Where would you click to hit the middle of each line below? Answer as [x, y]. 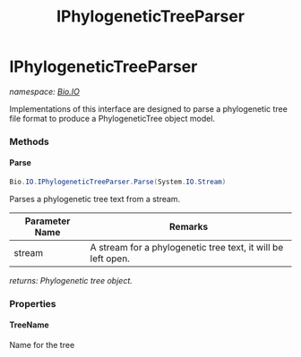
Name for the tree [42, 345]
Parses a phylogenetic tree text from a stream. [95, 199]
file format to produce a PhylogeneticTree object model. [112, 118]
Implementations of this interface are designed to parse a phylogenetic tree [149, 108]
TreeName [29, 325]
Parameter [47, 221]
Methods [29, 141]
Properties [33, 303]
